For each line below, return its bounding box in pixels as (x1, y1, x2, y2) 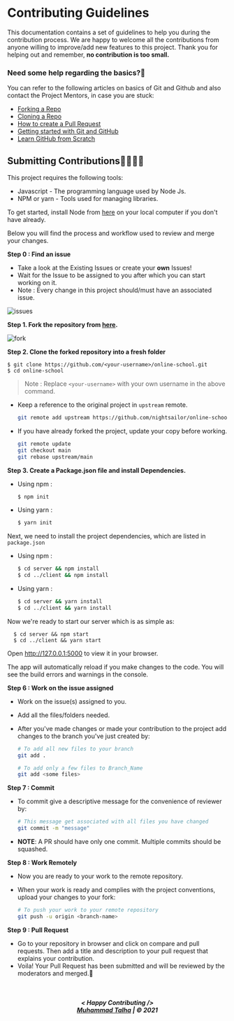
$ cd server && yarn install (17, 598, 103, 605)
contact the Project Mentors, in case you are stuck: (7, 91, 154, 99)
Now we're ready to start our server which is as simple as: (7, 617, 175, 625)
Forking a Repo (17, 105, 61, 113)
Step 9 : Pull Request (7, 926, 68, 934)
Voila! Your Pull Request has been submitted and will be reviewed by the (17, 961, 226, 970)
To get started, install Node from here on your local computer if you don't (7, 208, 218, 216)
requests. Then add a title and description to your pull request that (17, 947, 208, 955)
